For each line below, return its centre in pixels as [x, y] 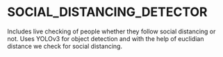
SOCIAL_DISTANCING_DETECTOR [107, 12]
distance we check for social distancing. [65, 46]
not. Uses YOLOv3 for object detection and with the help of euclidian [106, 38]
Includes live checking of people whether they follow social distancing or [111, 31]
